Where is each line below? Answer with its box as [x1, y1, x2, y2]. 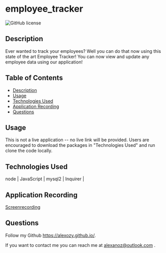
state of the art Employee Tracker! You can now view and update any [5, 53, 150, 59]
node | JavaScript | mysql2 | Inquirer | [5, 176, 85, 182]
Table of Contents [5, 74, 63, 82]
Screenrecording [5, 204, 41, 210]
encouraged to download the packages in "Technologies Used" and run [5, 142, 156, 148]
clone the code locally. [5, 148, 53, 154]
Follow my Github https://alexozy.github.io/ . [5, 232, 96, 238]
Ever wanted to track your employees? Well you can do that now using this [5, 48, 161, 54]
